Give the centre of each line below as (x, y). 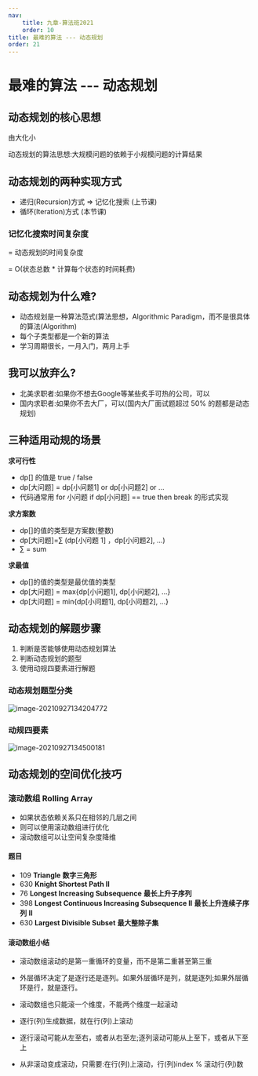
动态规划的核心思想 (55, 117)
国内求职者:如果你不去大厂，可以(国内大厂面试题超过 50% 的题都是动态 (134, 403)
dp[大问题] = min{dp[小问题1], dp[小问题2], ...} (94, 601)
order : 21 (24, 45)
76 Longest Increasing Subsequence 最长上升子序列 (105, 893)
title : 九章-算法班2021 (58, 23)
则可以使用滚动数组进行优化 (64, 827)
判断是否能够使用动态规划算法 (67, 649)
